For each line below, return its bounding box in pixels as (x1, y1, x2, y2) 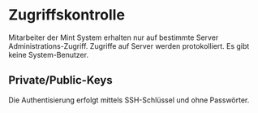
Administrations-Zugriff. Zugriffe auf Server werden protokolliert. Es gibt (8, 41, 250, 50)
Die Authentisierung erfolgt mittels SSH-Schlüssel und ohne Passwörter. (8, 95, 250, 105)
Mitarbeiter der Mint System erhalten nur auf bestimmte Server (8, 33, 219, 42)
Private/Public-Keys (8, 73, 113, 87)
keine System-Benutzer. (8, 50, 89, 59)
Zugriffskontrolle (8, 6, 126, 24)
